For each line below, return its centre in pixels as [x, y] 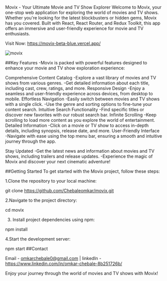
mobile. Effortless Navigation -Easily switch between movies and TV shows [83, 99]
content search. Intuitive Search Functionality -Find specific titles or [75, 110]
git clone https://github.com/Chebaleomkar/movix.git [60, 191]
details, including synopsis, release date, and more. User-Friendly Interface [82, 131]
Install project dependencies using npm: [54, 220]
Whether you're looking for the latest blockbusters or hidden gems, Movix [81, 18]
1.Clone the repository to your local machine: [51, 181]
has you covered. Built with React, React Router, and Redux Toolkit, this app [83, 23]
